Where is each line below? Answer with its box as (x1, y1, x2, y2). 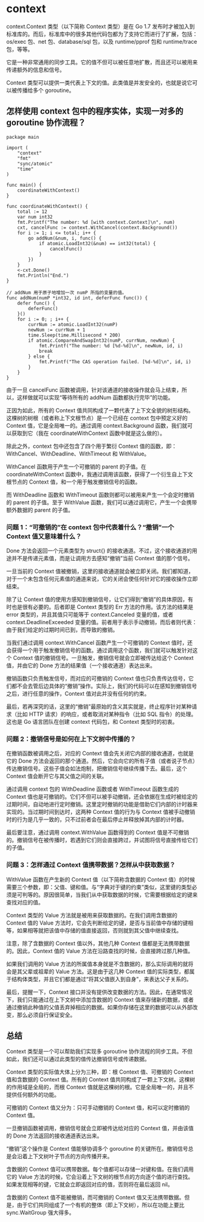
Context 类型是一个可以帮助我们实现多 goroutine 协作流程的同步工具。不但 (6, 1048, 193, 1055)
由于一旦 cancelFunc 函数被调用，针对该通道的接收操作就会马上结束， (6, 386, 182, 394)
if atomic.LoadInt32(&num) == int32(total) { (38, 240, 156, 246)
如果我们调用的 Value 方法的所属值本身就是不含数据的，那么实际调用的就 (6, 960, 188, 967)
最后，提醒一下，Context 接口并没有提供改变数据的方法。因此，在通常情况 (6, 988, 192, 996)
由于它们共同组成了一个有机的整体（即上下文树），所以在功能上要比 (16, 1201, 185, 1209)
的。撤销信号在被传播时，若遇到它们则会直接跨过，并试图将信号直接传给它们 (6, 836, 198, 844)
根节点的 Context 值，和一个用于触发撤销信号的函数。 (6, 478, 141, 485)
